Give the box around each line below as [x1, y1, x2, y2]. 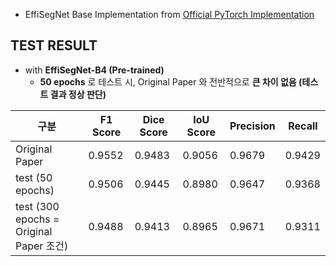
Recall [288, 119, 318, 133]
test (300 [15, 199, 60, 213]
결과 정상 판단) [49, 88, 107, 100]
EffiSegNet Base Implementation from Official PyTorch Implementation [24, 9, 315, 20]
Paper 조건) [15, 239, 69, 253]
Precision [229, 119, 276, 133]
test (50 [15, 170, 53, 184]
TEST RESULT [10, 37, 98, 54]
